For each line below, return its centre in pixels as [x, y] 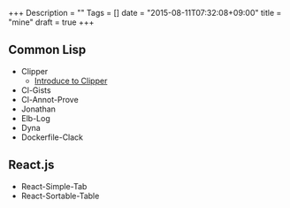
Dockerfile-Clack [52, 137]
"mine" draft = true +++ [51, 22]
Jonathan [38, 109]
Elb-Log [35, 118]
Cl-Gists [36, 90]
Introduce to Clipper [71, 81]
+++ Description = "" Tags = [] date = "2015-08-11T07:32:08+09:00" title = [145, 13]
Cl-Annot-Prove [50, 99]
